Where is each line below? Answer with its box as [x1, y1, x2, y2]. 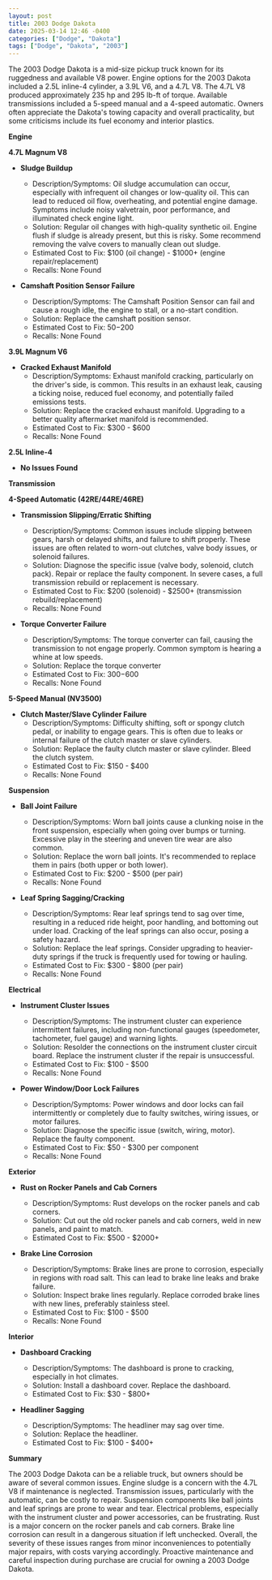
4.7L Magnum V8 [8, 148, 67, 157]
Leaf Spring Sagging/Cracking [19, 893, 125, 903]
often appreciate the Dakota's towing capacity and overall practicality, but [8, 107, 255, 118]
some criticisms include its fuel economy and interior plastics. [8, 116, 215, 126]
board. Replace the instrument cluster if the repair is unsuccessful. [32, 1051, 255, 1061]
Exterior [8, 1167, 36, 1177]
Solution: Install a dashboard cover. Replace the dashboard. [32, 1380, 232, 1390]
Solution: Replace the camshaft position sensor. [32, 314, 192, 324]
